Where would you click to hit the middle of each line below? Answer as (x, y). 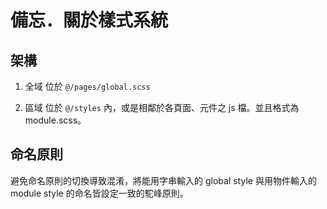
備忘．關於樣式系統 (89, 20)
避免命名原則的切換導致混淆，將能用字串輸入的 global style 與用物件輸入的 (163, 180)
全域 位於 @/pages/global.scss (87, 86)
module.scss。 (55, 120)
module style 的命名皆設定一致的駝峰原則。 (99, 193)
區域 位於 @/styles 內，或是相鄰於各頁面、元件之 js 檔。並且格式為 (162, 107)
